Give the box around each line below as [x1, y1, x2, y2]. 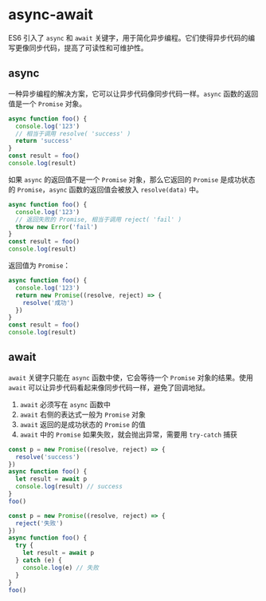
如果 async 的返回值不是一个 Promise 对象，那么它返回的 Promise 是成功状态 [8, 174, 256, 184]
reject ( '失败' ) [15, 519, 64, 528]
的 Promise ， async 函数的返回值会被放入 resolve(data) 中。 [8, 184, 203, 194]
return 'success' [15, 137, 73, 145]
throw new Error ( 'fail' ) [15, 223, 98, 231]
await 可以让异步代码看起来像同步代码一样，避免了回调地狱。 [8, 382, 209, 392]
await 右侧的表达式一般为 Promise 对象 [19, 409, 146, 419]
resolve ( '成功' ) [22, 299, 74, 306]
